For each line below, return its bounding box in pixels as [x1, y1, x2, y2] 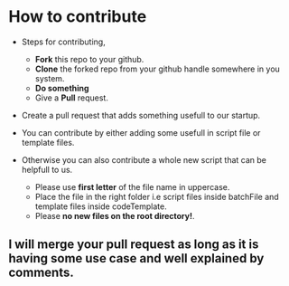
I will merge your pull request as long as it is [8, 237, 259, 253]
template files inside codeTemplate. [34, 201, 168, 212]
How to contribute [8, 6, 147, 27]
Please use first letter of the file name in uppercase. [34, 181, 230, 192]
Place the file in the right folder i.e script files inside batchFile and [34, 191, 279, 202]
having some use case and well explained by [8, 251, 265, 266]
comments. [8, 265, 74, 281]
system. [34, 72, 65, 83]
